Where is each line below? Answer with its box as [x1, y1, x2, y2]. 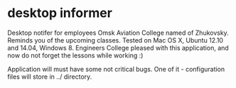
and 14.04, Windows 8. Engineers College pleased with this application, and [7, 43, 229, 52]
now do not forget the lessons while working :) [7, 51, 144, 60]
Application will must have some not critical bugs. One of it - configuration [7, 65, 225, 73]
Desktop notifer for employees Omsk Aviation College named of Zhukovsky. [7, 28, 229, 37]
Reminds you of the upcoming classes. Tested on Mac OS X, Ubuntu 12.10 [7, 35, 224, 44]
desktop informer [7, 5, 112, 21]
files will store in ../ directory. [7, 72, 92, 81]
